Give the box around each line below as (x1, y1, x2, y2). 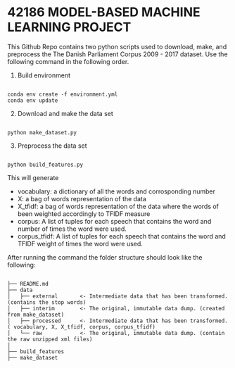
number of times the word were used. (17, 224, 127, 233)
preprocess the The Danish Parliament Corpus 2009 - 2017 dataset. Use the (7, 50, 228, 58)
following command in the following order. (7, 57, 129, 65)
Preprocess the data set (17, 141, 87, 150)
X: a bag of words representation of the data (17, 194, 146, 203)
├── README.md (7, 280, 49, 287)
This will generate (7, 173, 59, 182)
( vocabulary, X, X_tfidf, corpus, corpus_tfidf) (7, 323, 156, 331)
